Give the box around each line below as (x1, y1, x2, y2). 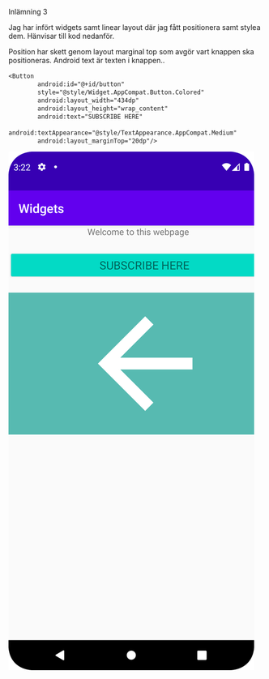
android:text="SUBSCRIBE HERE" (37, 113, 143, 121)
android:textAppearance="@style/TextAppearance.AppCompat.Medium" (8, 129, 237, 137)
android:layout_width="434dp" (37, 96, 139, 105)
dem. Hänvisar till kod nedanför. (8, 32, 115, 41)
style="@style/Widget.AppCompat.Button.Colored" (37, 88, 205, 96)
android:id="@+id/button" (37, 80, 126, 88)
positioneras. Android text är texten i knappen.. (8, 56, 165, 65)
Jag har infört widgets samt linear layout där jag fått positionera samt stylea (8, 23, 261, 32)
